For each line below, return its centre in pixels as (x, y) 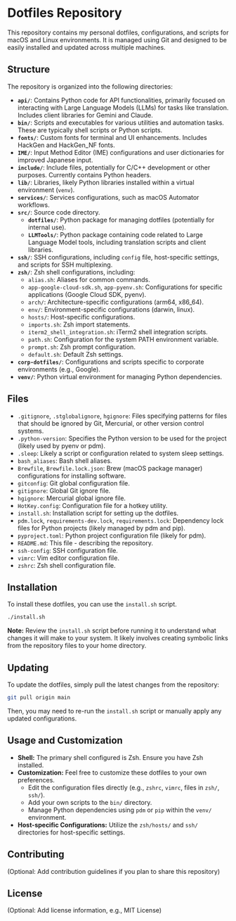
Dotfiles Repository (65, 13)
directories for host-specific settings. (71, 832)
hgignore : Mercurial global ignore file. (72, 498)
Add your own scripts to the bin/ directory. (90, 802)
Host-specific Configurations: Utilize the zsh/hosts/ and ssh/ (107, 825)
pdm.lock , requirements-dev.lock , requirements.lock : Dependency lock (120, 520)
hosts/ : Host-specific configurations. (81, 317)
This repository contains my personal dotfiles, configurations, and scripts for (118, 32)
